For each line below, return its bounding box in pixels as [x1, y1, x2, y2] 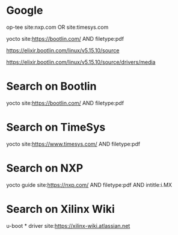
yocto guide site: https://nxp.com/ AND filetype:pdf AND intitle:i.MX [6, 181, 173, 188]
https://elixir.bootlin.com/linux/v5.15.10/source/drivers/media [6, 58, 156, 66]
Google [6, 4, 43, 17]
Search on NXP [6, 162, 84, 175]
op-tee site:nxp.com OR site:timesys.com [6, 23, 109, 31]
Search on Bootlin [6, 79, 97, 93]
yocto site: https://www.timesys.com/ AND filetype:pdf [6, 140, 141, 147]
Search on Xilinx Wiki [6, 202, 115, 216]
